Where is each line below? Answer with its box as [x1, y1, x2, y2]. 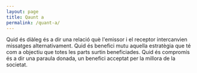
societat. [6, 61, 28, 68]
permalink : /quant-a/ [6, 20, 60, 26]
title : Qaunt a [6, 14, 44, 20]
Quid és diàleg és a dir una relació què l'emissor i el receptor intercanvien [6, 36, 187, 43]
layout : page [6, 8, 39, 15]
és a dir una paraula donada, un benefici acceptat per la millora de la [6, 55, 175, 62]
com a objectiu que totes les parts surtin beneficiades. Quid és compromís [6, 49, 190, 56]
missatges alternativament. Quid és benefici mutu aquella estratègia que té [6, 42, 191, 49]
